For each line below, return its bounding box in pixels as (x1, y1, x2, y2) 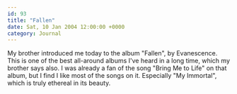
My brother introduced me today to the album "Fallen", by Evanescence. (7, 49, 218, 58)
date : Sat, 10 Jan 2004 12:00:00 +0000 (7, 23, 125, 30)
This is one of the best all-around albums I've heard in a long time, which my (7, 57, 231, 65)
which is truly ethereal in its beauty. (7, 79, 111, 88)
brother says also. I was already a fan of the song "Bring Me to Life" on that (7, 64, 227, 72)
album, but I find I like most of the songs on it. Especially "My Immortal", (7, 72, 217, 80)
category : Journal (7, 29, 62, 37)
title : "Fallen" (7, 17, 55, 24)
